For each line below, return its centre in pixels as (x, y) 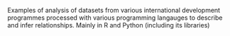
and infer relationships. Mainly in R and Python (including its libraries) (109, 25)
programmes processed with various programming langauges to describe (115, 18)
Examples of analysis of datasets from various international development (114, 10)
